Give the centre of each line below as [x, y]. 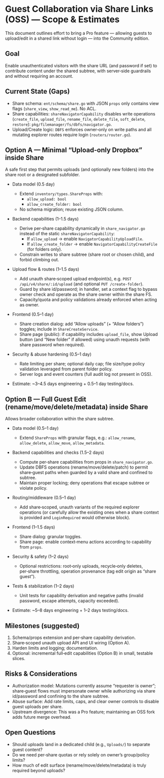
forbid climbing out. [39, 260]
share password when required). [52, 345]
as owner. [29, 305]
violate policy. [33, 488]
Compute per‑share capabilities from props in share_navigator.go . [86, 462]
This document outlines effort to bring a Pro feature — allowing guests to [79, 33]
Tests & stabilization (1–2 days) [43, 586]
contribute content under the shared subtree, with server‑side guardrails [78, 71]
